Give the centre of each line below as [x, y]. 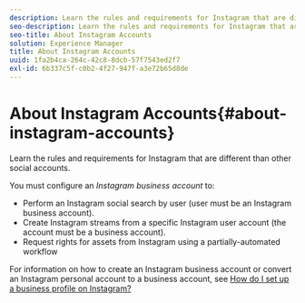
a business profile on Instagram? [70, 288]
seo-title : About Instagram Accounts [81, 35]
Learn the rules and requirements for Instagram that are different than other [151, 158]
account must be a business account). [94, 232]
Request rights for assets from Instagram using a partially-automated [152, 241]
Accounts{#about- [215, 114]
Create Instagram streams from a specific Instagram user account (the [154, 222]
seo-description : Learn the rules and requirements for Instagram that [148, 26]
